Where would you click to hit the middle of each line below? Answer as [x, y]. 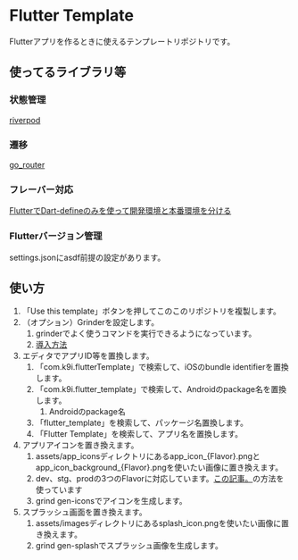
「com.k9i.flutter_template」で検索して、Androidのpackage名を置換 [161, 389]
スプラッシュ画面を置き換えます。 [84, 512]
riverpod [25, 120]
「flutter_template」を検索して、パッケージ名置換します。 [141, 423]
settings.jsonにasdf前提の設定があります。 [87, 257]
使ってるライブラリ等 [68, 72]
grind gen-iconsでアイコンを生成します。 [111, 501]
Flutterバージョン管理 [56, 236]
